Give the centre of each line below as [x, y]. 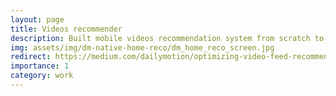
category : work [42, 76]
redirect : [31, 57]
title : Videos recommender [66, 29]
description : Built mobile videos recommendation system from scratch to [167, 38]
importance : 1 [40, 66]
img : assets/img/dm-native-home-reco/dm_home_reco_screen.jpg [142, 47]
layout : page [37, 19]
